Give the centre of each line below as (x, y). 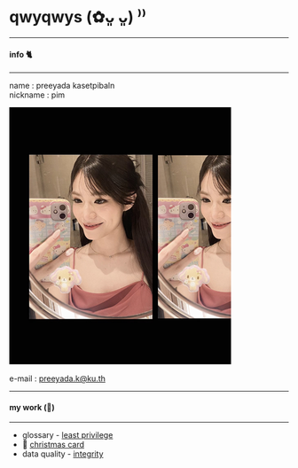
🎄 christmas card (53, 445)
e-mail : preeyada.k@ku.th (58, 378)
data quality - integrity (63, 454)
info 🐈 (21, 54)
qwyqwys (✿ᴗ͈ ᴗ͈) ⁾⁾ (78, 17)
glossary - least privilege (67, 435)
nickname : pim (37, 95)
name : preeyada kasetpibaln (62, 86)
